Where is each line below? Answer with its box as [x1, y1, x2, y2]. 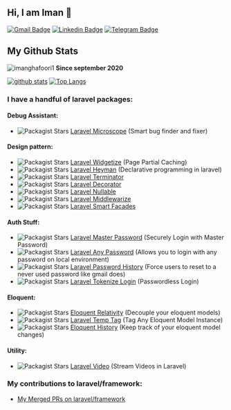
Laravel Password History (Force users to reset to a [70, 263, 216, 271]
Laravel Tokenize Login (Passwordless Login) [70, 277, 199, 286]
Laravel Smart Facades [70, 202, 136, 210]
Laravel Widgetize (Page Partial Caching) [70, 158, 187, 166]
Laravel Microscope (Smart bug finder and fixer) [70, 127, 208, 135]
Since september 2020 [55, 64, 123, 72]
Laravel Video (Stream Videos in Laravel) [70, 362, 187, 370]
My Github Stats [7, 46, 78, 57]
